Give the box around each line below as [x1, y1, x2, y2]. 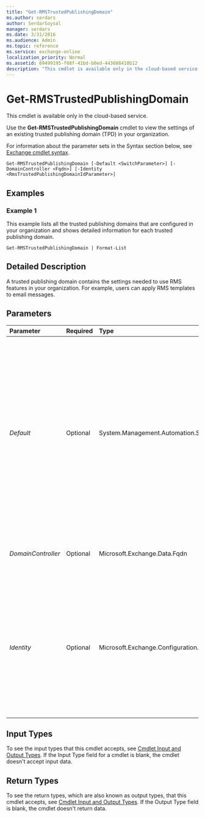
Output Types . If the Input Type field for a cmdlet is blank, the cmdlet [6, 751, 180, 759]
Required [66, 326, 93, 335]
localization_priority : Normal [6, 54, 86, 60]
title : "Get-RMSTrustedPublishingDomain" [6, 9, 113, 15]
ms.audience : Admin [6, 37, 56, 43]
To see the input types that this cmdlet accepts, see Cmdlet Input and [6, 745, 181, 752]
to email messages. [6, 291, 56, 298]
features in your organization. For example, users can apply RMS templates [6, 284, 195, 291]
